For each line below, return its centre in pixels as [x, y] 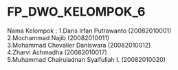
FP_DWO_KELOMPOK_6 [76, 12]
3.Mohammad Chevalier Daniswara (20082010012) [79, 45]
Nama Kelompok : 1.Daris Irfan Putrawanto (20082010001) [89, 31]
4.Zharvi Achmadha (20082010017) [57, 52]
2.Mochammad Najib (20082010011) [58, 37]
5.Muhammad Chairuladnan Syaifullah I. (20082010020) [87, 59]
